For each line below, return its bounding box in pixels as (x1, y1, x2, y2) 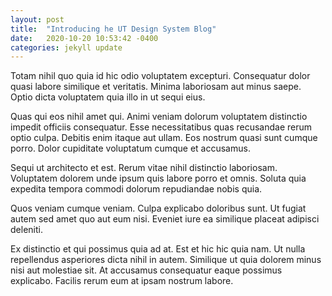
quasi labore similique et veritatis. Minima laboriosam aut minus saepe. (10, 81, 302, 93)
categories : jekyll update (10, 42, 123, 53)
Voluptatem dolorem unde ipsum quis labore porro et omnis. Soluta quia (10, 172, 307, 185)
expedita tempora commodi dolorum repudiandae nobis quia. (10, 183, 263, 195)
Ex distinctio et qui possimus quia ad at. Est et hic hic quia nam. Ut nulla (10, 243, 306, 255)
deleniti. (10, 224, 43, 236)
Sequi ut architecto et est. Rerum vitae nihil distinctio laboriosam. (10, 162, 278, 174)
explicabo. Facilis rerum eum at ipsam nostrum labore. (10, 275, 234, 287)
